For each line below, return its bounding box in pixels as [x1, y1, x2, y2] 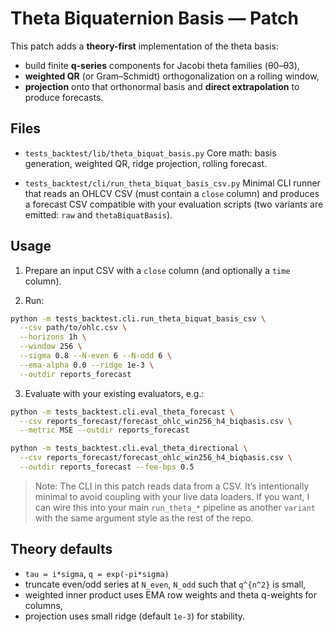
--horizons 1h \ [19, 332, 87, 342]
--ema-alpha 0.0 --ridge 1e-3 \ [19, 360, 155, 370]
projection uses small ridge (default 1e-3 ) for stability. [24, 610, 246, 622]
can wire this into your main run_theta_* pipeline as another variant [34, 501, 316, 513]
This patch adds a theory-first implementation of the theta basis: [10, 40, 279, 52]
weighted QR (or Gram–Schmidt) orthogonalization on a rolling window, [24, 70, 320, 82]
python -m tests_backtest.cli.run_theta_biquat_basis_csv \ [10, 313, 267, 324]
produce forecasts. [24, 91, 104, 103]
